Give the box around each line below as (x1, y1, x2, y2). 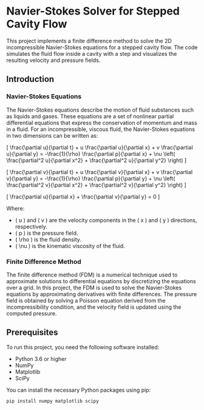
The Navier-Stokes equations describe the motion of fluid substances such (6, 106, 194, 113)
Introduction (6, 74, 55, 84)
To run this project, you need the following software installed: (6, 343, 160, 351)
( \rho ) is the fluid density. (15, 235, 82, 243)
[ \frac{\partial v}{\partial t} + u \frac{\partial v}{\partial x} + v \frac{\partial (6, 168, 193, 175)
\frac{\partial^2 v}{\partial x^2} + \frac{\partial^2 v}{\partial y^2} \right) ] (6, 181, 186, 189)
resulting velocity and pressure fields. (6, 56, 101, 64)
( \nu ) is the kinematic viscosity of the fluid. (15, 242, 126, 249)
